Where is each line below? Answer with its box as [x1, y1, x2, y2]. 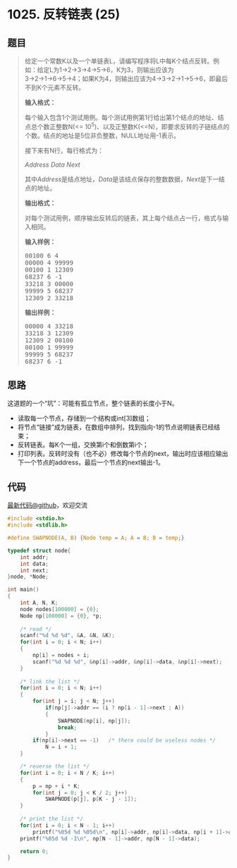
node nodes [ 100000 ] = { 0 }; [20, 605, 99, 613]
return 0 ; [20, 848, 49, 855]
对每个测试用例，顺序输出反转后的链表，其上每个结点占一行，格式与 [24, 213, 223, 222]
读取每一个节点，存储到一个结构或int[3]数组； [17, 414, 151, 423]
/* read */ [20, 625, 52, 632]
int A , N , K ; [20, 599, 59, 607]
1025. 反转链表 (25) [7, 6, 121, 23]
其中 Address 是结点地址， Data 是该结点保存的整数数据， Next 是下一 [24, 174, 219, 183]
